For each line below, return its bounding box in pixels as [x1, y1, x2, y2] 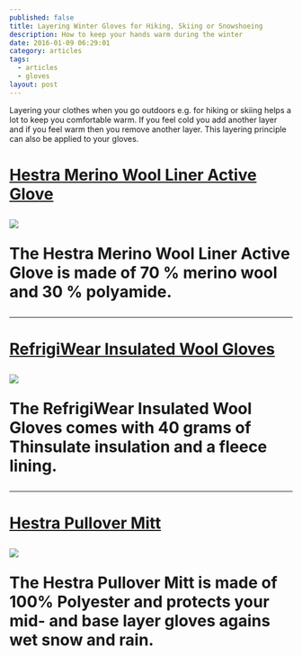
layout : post [9, 80, 58, 89]
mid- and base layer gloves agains [9, 611, 271, 632]
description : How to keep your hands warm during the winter [9, 30, 244, 39]
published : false [9, 13, 75, 22]
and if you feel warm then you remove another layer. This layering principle [9, 123, 288, 135]
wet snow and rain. [9, 630, 155, 651]
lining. [9, 456, 58, 476]
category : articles [9, 47, 83, 56]
